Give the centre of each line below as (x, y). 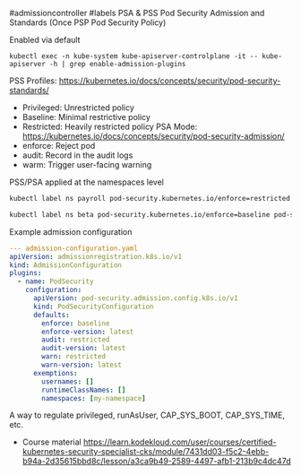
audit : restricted (76, 340)
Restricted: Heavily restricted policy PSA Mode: (110, 126)
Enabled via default (45, 40)
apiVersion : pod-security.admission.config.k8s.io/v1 (136, 298)
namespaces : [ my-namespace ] (94, 398)
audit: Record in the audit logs (77, 155)
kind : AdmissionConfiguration (66, 265)
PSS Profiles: (33, 81)
